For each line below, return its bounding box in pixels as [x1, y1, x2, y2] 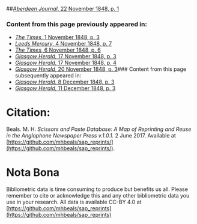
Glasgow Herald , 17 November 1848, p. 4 [14, 59, 117, 67]
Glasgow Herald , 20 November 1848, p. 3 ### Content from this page [14, 65, 187, 73]
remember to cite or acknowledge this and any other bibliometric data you [6, 192, 190, 199]
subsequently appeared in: [14, 72, 82, 79]
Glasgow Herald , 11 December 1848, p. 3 [14, 85, 116, 92]
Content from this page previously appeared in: [6, 20, 147, 28]
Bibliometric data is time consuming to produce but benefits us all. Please [6, 186, 188, 193]
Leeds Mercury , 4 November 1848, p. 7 [14, 40, 112, 47]
